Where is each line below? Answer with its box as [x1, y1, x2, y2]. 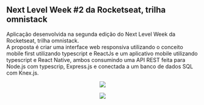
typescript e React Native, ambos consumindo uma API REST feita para [6, 56, 186, 63]
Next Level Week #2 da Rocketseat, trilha [6, 5, 166, 15]
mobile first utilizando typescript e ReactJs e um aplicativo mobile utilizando [6, 50, 199, 57]
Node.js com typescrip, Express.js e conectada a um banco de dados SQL [6, 63, 194, 70]
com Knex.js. [6, 69, 39, 76]
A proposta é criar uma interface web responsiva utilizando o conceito [6, 43, 183, 50]
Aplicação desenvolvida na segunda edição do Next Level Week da [6, 30, 176, 38]
